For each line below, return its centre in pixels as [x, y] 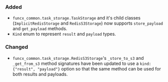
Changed [17, 47]
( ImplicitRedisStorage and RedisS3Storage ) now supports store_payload [88, 23]
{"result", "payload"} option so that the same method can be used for [87, 68]
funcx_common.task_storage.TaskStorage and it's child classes [76, 18]
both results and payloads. [40, 74]
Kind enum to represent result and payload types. [64, 34]
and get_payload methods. [40, 29]
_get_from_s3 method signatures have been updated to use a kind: [82, 63]
